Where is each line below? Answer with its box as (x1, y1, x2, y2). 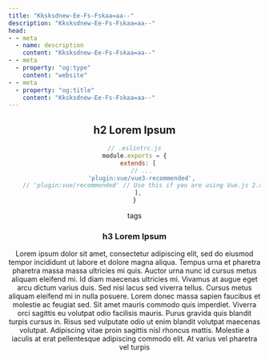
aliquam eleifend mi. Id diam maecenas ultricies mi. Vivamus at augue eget (11, 274, 258, 284)
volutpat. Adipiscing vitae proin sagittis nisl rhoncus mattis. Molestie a (19, 326, 250, 335)
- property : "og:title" (15, 86, 94, 94)
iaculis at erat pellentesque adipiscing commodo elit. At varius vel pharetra (11, 334, 258, 344)
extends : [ (119, 159, 156, 167)
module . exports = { (102, 151, 167, 160)
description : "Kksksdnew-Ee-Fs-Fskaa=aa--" (8, 19, 156, 27)
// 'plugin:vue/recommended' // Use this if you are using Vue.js (22, 182, 249, 190)
